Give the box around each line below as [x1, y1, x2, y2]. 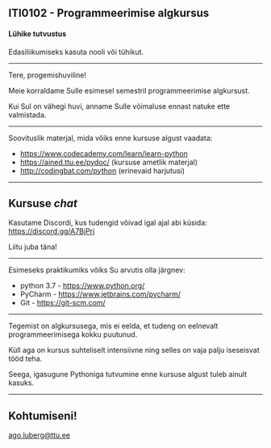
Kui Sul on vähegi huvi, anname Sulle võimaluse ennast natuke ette [8, 101, 231, 111]
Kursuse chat [8, 197, 78, 210]
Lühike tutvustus [8, 28, 67, 39]
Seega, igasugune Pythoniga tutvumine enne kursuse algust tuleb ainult [8, 370, 248, 380]
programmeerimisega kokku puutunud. [8, 330, 138, 339]
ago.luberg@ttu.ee [8, 430, 71, 440]
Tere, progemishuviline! [8, 70, 87, 80]
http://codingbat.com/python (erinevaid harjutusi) [19, 165, 186, 176]
